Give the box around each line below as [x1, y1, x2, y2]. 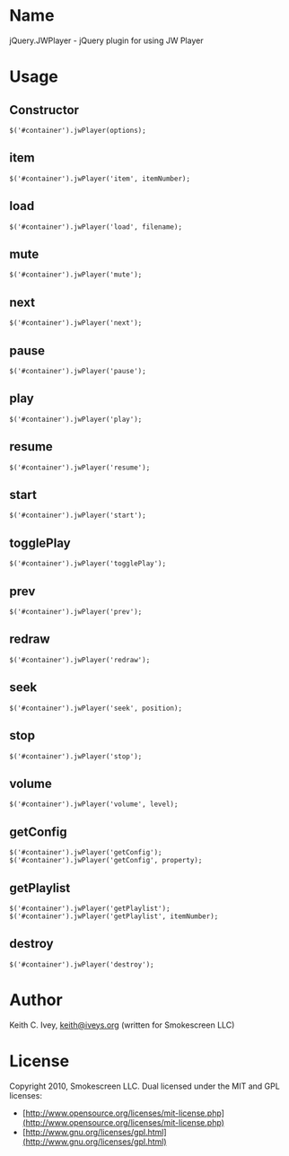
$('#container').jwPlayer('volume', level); [9, 800, 179, 809]
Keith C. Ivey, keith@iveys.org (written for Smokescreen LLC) [9, 1020, 235, 1030]
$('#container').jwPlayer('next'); [9, 319, 143, 328]
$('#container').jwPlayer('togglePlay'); [9, 559, 167, 568]
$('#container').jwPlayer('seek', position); [9, 704, 182, 713]
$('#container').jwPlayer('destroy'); [9, 959, 154, 969]
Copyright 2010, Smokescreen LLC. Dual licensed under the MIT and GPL [9, 1081, 280, 1091]
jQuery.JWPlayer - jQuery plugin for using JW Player [9, 35, 204, 46]
